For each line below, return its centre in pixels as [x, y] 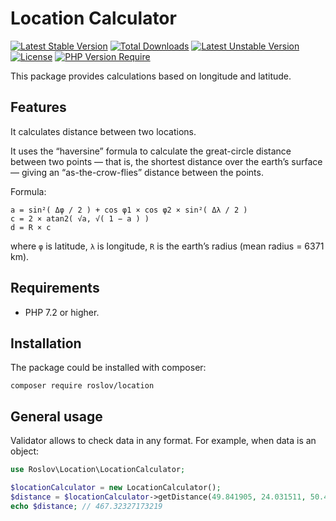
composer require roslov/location [82, 386]
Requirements [55, 288]
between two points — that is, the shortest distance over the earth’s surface [166, 161]
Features [38, 107]
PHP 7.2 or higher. [62, 312]
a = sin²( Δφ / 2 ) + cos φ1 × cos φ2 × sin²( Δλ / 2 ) [129, 210]
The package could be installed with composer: [108, 368]
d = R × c [31, 227]
